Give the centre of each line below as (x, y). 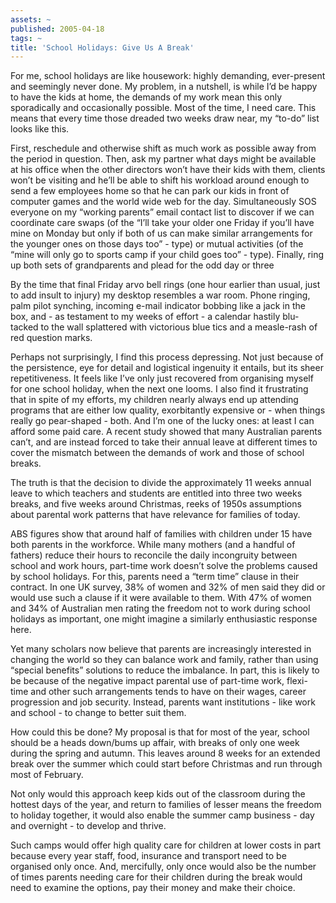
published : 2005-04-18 (57, 29)
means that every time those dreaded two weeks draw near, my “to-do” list (165, 118)
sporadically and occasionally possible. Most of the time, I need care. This (163, 108)
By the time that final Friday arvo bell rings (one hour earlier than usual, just (165, 285)
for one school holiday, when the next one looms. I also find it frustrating (159, 389)
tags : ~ (26, 38)
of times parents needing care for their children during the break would (156, 877)
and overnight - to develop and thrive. (88, 826)
